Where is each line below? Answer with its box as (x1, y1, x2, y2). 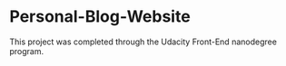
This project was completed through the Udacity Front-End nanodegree (9, 36, 277, 47)
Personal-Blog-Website (9, 6, 191, 27)
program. (9, 45, 44, 56)
